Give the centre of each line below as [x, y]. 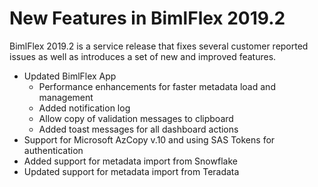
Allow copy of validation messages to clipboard [136, 118]
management [66, 97]
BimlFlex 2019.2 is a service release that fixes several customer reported [159, 46]
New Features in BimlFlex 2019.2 [147, 18]
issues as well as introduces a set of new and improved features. [143, 56]
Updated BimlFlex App [70, 76]
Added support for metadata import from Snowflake [130, 161]
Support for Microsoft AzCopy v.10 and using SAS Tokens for [149, 139]
